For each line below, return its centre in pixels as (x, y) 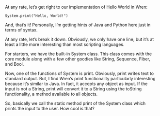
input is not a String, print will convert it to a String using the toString (73, 89)
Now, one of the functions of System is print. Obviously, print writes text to (80, 73)
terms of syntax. (21, 30)
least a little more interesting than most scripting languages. (65, 44)
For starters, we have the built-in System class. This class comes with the (78, 54)
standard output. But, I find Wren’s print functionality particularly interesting (80, 79)
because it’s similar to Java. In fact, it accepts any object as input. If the (76, 84)
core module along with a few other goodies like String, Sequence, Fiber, (78, 59)
